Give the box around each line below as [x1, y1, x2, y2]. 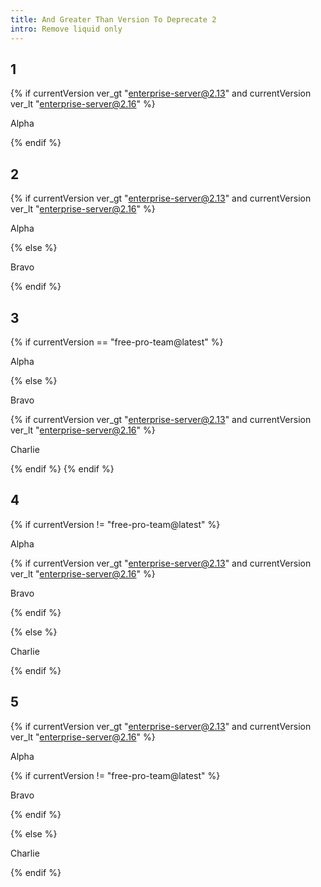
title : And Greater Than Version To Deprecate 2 [10, 14, 217, 25]
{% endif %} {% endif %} [10, 462, 115, 475]
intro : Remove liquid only [10, 24, 123, 34]
